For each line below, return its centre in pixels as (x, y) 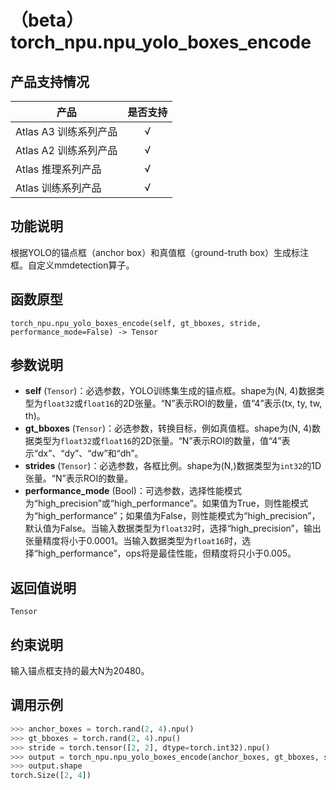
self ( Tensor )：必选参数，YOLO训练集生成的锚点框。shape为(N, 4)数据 (170, 391)
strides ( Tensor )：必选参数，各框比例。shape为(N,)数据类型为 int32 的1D (173, 466)
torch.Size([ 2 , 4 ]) (51, 776)
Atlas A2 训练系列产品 (66, 150)
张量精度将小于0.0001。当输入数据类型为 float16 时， (133, 541)
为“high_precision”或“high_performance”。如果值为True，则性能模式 (166, 503)
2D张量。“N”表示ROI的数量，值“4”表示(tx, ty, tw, (223, 403)
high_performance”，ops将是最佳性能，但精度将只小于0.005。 (167, 553)
